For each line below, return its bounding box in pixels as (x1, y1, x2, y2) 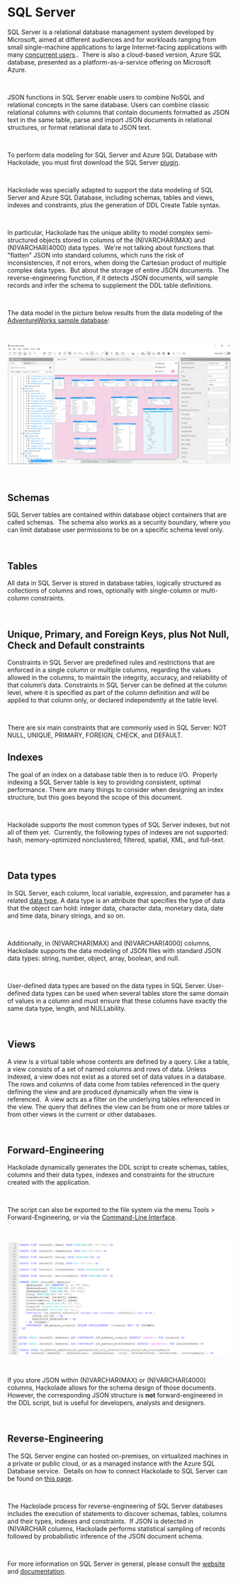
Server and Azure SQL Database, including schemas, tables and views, (7, 193, 215, 202)
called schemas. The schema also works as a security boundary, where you (7, 518, 231, 527)
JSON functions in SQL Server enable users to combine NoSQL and (7, 93, 205, 101)
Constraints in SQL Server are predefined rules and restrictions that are (7, 658, 215, 667)
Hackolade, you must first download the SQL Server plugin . (7, 158, 181, 167)
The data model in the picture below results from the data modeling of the (7, 308, 223, 317)
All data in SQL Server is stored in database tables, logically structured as (7, 579, 222, 588)
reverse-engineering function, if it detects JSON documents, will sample (7, 273, 218, 282)
